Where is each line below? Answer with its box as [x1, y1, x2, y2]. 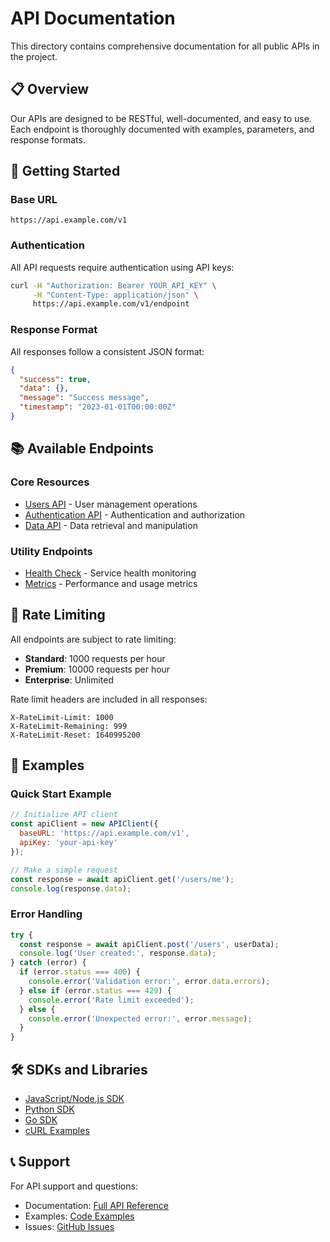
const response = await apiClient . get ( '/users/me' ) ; [10, 874, 235, 884]
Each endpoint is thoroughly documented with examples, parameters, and [10, 123, 315, 135]
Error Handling [10, 907, 83, 921]
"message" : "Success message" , [19, 393, 150, 403]
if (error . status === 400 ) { [19, 967, 141, 977]
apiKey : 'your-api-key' [19, 838, 118, 848]
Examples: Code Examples [24, 1210, 135, 1222]
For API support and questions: [10, 1180, 138, 1192]
